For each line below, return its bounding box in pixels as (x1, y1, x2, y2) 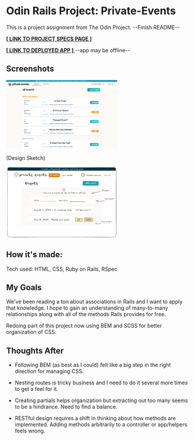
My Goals (6, 282, 42, 293)
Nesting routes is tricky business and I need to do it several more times (14, 379, 188, 386)
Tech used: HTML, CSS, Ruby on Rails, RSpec (6, 265, 118, 272)
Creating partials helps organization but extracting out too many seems (14, 397, 188, 404)
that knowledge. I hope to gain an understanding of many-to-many (6, 304, 169, 311)
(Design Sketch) (6, 155, 46, 162)
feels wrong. (14, 428, 46, 435)
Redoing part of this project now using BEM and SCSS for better (6, 322, 162, 329)
